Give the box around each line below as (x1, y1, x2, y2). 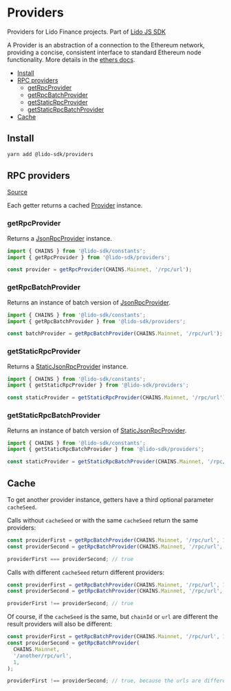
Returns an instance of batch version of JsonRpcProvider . (7, 298, 170, 307)
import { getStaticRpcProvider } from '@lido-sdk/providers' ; (7, 382, 189, 389)
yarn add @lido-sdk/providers (7, 151, 94, 157)
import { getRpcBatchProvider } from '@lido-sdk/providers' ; (7, 318, 186, 325)
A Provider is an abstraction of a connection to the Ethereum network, (7, 41, 205, 49)
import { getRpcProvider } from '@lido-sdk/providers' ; (7, 254, 170, 261)
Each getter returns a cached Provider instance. (7, 201, 143, 210)
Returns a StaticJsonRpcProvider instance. (7, 362, 129, 371)
